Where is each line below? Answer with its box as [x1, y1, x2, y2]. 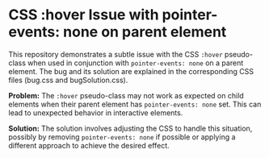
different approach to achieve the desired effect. [8, 140, 170, 150]
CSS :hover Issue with [8, 6, 159, 24]
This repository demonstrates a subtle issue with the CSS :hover [8, 49, 224, 59]
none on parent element [63, 23, 227, 41]
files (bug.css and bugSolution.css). [8, 75, 128, 85]
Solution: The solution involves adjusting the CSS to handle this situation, [8, 123, 253, 133]
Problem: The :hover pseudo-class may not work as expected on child [8, 90, 244, 100]
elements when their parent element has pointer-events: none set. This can [8, 99, 262, 109]
